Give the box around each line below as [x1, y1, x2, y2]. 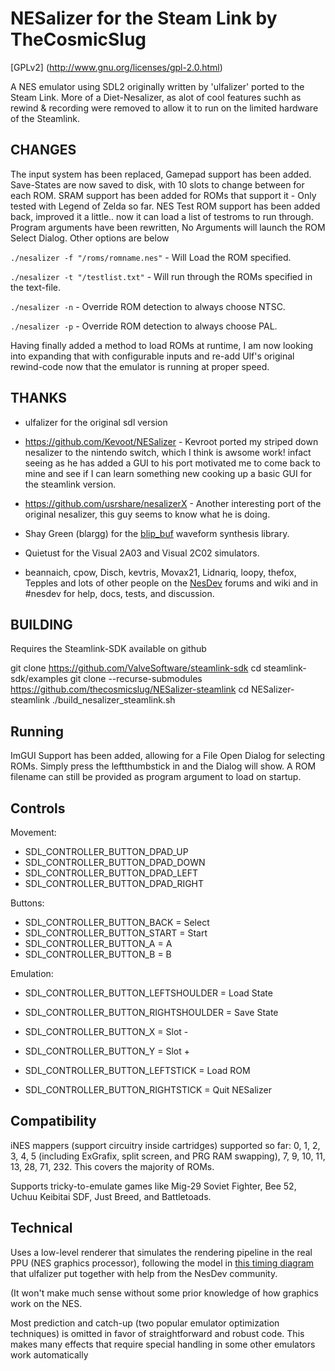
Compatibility [10, 1113, 97, 1130]
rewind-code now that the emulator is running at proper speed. [10, 360, 270, 372]
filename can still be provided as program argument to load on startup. [10, 771, 302, 783]
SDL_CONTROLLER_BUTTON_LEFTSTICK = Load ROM [24, 1065, 251, 1076]
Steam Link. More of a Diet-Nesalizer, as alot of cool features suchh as [10, 91, 302, 103]
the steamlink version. [24, 478, 117, 490]
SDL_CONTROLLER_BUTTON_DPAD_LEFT [24, 867, 199, 879]
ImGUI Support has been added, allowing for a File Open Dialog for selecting [10, 750, 326, 762]
